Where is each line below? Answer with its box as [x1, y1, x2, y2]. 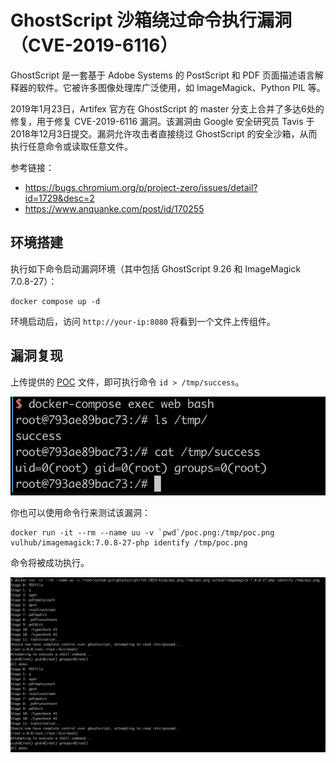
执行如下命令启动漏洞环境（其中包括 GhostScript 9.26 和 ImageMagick [10, 262, 302, 275]
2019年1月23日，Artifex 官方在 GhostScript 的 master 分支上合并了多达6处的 [10, 102, 325, 115]
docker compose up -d [10, 296, 101, 306]
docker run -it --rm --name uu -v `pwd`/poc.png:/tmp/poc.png [10, 528, 275, 538]
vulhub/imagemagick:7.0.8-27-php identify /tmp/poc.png [10, 538, 248, 548]
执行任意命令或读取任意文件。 [10, 140, 133, 152]
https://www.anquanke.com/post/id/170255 [24, 202, 205, 215]
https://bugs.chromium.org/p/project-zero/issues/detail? [24, 181, 258, 193]
